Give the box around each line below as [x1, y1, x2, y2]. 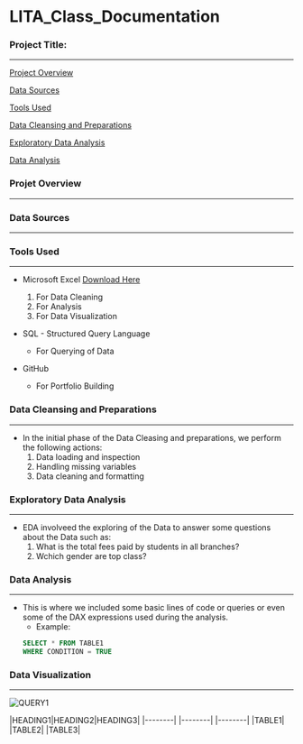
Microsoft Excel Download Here [22, 274, 141, 285]
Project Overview [9, 68, 74, 78]
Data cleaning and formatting [35, 471, 144, 482]
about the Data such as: [22, 531, 111, 542]
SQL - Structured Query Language [22, 328, 151, 339]
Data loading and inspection [35, 451, 141, 462]
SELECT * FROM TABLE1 [22, 638, 105, 648]
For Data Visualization [35, 311, 117, 322]
